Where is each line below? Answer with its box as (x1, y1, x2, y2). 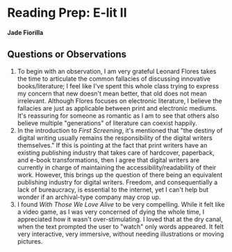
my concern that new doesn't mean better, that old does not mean (17, 89, 207, 97)
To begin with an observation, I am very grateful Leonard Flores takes (17, 67, 217, 75)
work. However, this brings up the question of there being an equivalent (17, 171, 223, 179)
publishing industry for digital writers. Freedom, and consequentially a (17, 178, 218, 186)
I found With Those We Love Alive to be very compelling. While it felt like (17, 200, 225, 208)
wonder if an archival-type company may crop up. (17, 193, 161, 201)
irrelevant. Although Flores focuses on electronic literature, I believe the (17, 96, 222, 105)
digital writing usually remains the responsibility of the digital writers (17, 134, 213, 142)
